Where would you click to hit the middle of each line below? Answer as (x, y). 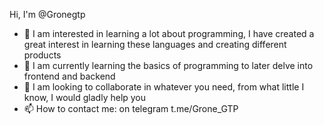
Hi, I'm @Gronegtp (47, 14)
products (42, 55)
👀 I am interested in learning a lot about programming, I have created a (169, 33)
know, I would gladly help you (85, 97)
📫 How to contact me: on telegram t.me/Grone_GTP (131, 108)
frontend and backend (69, 76)
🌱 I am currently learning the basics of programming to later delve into (168, 65)
